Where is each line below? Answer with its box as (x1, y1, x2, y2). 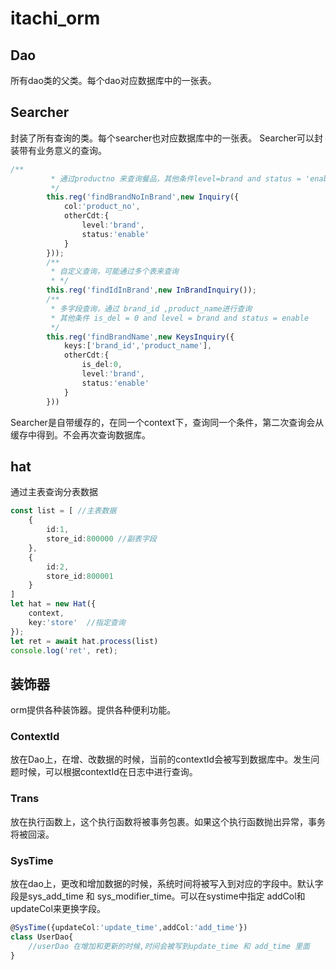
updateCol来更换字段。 (10, 903, 106, 915)
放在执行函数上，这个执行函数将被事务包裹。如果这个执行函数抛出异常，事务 (10, 815, 326, 827)
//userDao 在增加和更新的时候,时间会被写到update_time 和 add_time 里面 (28, 941, 310, 951)
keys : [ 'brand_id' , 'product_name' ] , (63, 341, 213, 351)
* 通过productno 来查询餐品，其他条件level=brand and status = (50, 173, 302, 184)
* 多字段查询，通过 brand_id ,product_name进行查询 (50, 303, 253, 314)
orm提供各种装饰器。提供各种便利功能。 (10, 704, 177, 716)
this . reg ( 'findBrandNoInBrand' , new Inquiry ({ (46, 192, 240, 202)
